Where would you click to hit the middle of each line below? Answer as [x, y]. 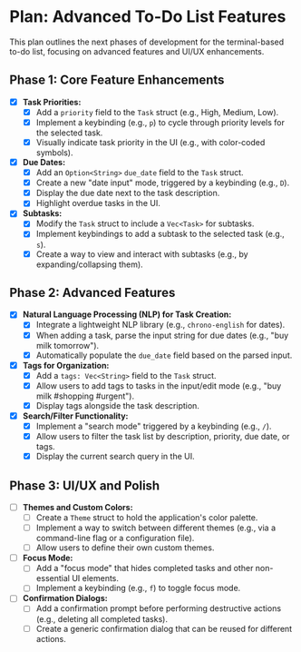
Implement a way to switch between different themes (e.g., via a [156, 528]
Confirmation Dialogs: [65, 598]
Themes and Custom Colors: [78, 507]
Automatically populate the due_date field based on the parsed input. [164, 355]
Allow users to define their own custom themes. [125, 548]
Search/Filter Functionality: [75, 416]
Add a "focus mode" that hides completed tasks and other [145, 568]
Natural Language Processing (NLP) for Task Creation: [127, 314]
